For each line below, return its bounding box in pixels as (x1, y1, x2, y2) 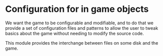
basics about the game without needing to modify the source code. (5, 30, 144, 36)
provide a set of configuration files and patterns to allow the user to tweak (5, 25, 158, 31)
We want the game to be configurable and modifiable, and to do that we (5, 20, 154, 26)
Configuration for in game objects (5, 3, 149, 15)
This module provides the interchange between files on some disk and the (5, 40, 158, 46)
